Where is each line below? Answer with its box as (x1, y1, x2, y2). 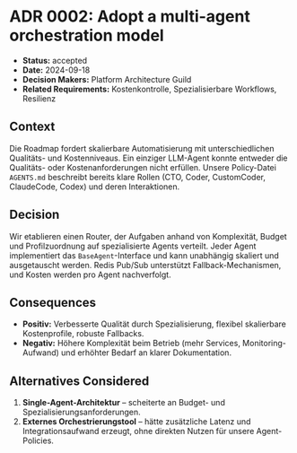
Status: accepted (22, 55, 88, 65)
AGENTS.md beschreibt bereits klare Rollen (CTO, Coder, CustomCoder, (9, 171, 266, 182)
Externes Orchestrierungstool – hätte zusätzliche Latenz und (22, 416, 251, 427)
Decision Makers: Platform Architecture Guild (22, 74, 192, 84)
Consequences (9, 294, 97, 310)
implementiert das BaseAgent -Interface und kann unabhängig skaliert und (9, 249, 280, 261)
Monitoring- (241, 338, 287, 349)
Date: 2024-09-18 (22, 65, 91, 75)
